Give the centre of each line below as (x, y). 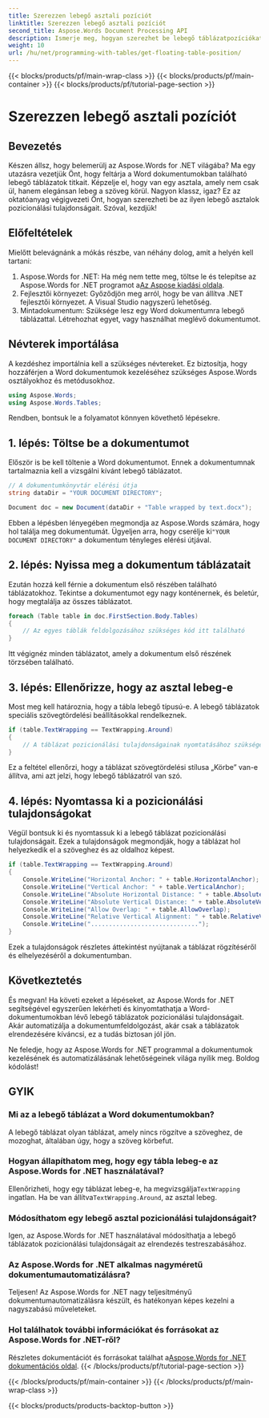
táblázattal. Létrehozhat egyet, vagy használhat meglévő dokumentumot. (140, 319)
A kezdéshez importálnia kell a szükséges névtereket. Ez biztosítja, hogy (128, 363)
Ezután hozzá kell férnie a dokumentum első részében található (113, 584)
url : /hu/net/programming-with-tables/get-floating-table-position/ (125, 53)
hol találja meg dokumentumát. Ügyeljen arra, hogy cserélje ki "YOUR (119, 531)
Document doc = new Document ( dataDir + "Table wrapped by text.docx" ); (130, 507)
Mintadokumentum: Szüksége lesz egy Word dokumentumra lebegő (132, 310)
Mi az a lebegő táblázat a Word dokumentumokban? (111, 1114)
